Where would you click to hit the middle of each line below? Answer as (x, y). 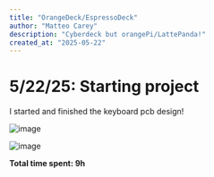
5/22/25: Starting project (104, 87)
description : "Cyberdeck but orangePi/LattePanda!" (107, 34)
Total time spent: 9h (47, 164)
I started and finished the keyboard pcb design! (97, 112)
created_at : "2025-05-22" (57, 42)
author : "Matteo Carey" (54, 26)
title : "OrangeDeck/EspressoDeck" (74, 17)
